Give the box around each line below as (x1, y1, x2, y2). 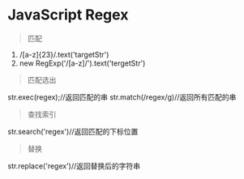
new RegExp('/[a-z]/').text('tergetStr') (19, 58, 146, 68)
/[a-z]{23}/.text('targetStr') (19, 49, 109, 59)
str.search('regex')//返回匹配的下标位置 (7, 126, 139, 136)
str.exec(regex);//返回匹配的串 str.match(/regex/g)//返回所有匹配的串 (7, 92, 237, 102)
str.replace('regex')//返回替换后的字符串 (7, 160, 141, 171)
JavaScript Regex (7, 6, 129, 24)
